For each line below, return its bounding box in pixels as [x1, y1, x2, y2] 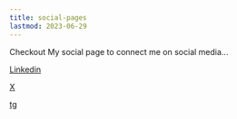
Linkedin [9, 64, 42, 75]
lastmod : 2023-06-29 [9, 22, 88, 31]
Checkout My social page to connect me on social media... [9, 46, 229, 57]
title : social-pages [9, 13, 88, 23]
